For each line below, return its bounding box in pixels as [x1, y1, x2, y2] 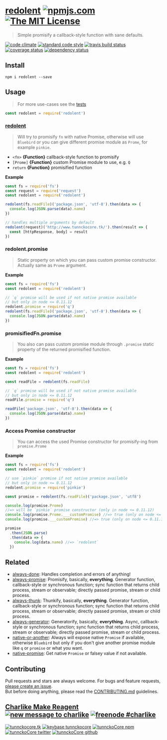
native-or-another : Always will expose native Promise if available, [12, 635, 145, 641]
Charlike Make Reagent [5, 703, 79, 711]
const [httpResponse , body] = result [9, 229, 88, 234]
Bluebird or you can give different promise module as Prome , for [17, 139, 148, 145]
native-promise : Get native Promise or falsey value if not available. [12, 651, 148, 657]
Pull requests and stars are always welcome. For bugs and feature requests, [5, 678, 161, 684]
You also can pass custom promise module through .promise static [17, 341, 154, 347]
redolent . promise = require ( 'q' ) [5, 304, 75, 309]
